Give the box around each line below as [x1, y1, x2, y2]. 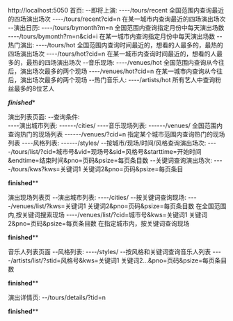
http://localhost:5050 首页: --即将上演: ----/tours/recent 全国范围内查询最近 [8, 6, 225, 14]
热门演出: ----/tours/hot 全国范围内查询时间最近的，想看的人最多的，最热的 [8, 41, 223, 49]
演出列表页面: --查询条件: [8, 113, 80, 120]
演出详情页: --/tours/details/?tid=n [8, 293, 106, 302]
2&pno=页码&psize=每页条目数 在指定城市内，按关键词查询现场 [8, 219, 190, 228]
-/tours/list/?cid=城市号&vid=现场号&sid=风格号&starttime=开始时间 [8, 148, 202, 155]
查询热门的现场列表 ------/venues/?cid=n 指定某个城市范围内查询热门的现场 [8, 130, 225, 138]
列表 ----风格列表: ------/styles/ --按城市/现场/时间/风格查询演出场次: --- [8, 139, 216, 147]
